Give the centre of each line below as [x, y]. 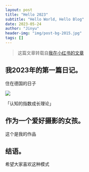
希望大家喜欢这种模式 [27, 164]
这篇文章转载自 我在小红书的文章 [51, 53]
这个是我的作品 [21, 134]
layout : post [19, 10]
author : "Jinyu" [22, 29]
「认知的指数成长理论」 [29, 103]
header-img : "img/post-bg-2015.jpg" [43, 33]
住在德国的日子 [21, 83]
